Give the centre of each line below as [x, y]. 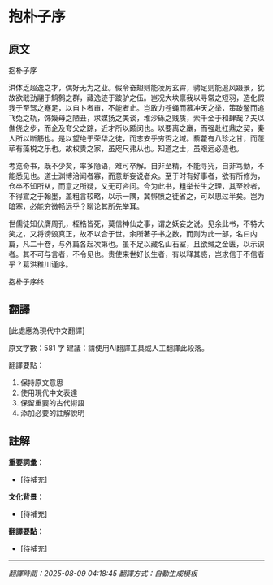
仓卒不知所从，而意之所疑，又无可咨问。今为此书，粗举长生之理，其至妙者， [136, 186]
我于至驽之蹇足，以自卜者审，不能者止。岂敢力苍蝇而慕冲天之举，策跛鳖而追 [136, 108]
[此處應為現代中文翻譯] [47, 331]
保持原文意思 [41, 382]
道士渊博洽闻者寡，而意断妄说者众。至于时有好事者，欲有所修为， [154, 176]
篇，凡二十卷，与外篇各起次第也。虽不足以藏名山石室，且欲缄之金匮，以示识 [136, 244]
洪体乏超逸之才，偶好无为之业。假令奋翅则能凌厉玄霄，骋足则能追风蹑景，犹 [136, 87]
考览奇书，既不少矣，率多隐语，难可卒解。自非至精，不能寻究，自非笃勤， [133, 166]
